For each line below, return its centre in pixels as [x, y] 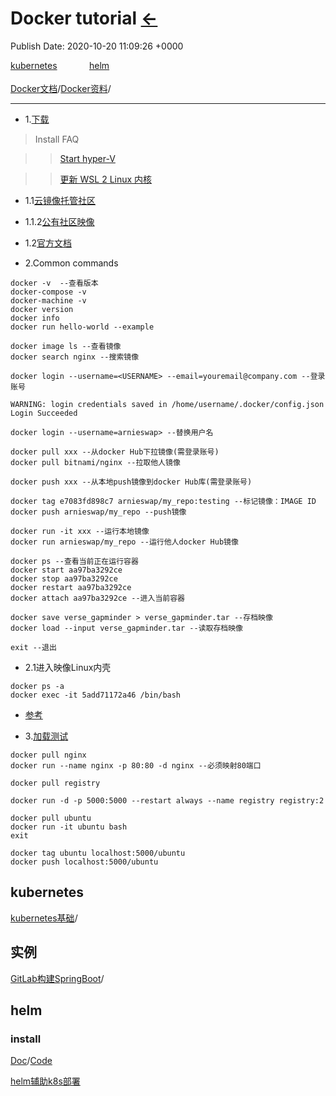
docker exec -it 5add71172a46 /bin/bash [96, 695]
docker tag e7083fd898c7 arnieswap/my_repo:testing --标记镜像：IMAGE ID [163, 501]
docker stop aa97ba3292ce [64, 578]
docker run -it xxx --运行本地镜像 [80, 531]
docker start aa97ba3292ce [66, 570]
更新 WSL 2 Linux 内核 [106, 179]
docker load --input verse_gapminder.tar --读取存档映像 [127, 628]
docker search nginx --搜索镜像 [75, 357]
